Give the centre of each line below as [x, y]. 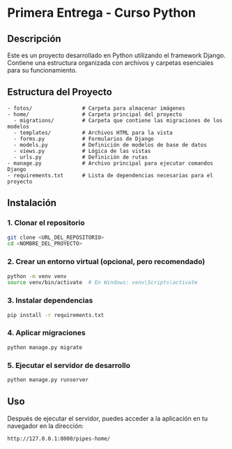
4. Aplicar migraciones [46, 333]
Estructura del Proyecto [60, 92]
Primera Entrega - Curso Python [102, 13]
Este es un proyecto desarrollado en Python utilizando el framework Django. [117, 55]
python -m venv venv [37, 276]
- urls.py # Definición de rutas [81, 157]
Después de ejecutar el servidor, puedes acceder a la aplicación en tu [107, 418]
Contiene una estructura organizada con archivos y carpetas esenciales [110, 63]
